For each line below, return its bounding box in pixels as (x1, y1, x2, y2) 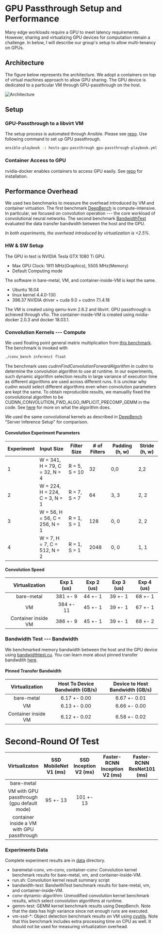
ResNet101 (128, 765, 156, 772)
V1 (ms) (46, 769, 66, 775)
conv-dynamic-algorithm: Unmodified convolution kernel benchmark (12, 893, 149, 899)
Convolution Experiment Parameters (5, 430, 80, 436)
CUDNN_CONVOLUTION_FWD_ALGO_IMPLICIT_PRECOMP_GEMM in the (5, 399, 150, 405)
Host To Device (58, 680, 94, 687)
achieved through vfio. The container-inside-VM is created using (5, 311, 134, 317)
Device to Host (113, 680, 148, 687)
